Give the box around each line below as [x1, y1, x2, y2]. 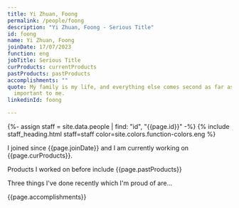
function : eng [7, 51, 50, 58]
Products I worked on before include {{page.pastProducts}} [7, 165, 183, 173]
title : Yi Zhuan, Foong [7, 10, 78, 18]
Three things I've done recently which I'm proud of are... [7, 179, 173, 187]
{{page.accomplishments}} [7, 193, 87, 201]
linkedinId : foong [7, 97, 62, 104]
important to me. [14, 90, 65, 97]
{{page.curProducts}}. [7, 151, 73, 160]
